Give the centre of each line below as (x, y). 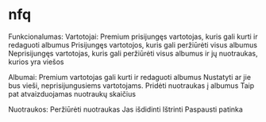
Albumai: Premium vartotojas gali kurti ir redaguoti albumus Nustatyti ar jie (130, 77)
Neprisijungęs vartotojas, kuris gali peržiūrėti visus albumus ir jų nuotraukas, (133, 53)
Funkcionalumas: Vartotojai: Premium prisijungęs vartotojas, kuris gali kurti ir (133, 36)
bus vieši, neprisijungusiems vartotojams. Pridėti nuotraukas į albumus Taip (131, 86)
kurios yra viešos (37, 62)
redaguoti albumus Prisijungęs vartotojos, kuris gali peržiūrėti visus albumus (133, 44)
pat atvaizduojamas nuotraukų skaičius (72, 93)
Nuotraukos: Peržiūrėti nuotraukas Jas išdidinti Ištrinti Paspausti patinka (126, 109)
